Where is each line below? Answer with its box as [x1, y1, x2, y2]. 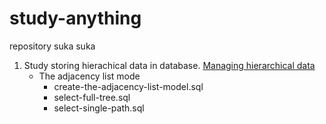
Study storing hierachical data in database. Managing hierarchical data [23, 59, 316, 71]
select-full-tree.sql [53, 91, 131, 103]
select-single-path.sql [53, 102, 145, 114]
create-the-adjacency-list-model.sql [53, 80, 204, 92]
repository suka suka [9, 40, 96, 52]
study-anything [9, 7, 142, 30]
